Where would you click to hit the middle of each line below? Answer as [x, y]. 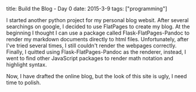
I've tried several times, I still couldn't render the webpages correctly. [91, 45]
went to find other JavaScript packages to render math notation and [90, 58]
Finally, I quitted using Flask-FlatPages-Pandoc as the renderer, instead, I [96, 52]
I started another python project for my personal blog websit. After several [98, 20]
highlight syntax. [27, 65]
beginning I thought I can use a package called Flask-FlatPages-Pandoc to [98, 33]
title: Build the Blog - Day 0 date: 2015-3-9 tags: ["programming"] [87, 9]
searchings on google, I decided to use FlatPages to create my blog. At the [98, 27]
